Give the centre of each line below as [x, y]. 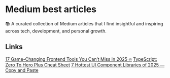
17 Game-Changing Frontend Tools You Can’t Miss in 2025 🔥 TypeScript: [81, 59]
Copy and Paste [22, 70]
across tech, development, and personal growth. [56, 31]
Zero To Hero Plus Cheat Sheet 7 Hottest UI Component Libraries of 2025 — [85, 65]
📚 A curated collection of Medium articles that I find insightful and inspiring [84, 23]
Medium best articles [51, 9]
